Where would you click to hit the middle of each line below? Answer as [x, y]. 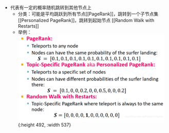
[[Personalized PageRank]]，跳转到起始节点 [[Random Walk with [86, 20]
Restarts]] [28, 26]
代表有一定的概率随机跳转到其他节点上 [51, 7]
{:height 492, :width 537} [44, 125]
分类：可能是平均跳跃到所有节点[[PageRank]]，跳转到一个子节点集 [88, 14]
